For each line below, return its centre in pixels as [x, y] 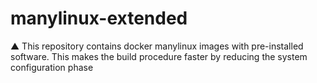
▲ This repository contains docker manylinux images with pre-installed [157, 46]
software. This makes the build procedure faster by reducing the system [159, 56]
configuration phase [52, 67]
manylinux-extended [99, 18]
